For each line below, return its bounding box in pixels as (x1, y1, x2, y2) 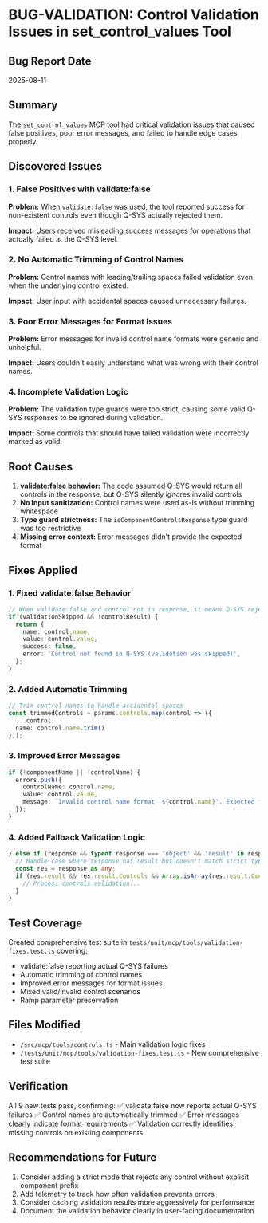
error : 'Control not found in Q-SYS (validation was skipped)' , (22, 650, 241, 659)
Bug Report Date (8, 54, 92, 68)
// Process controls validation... (22, 879, 141, 887)
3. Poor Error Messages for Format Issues (8, 316, 173, 327)
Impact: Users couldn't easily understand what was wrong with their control (8, 358, 259, 368)
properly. (8, 136, 38, 146)
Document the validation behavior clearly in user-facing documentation (19, 1205, 254, 1215)
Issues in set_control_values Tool (8, 22, 231, 41)
